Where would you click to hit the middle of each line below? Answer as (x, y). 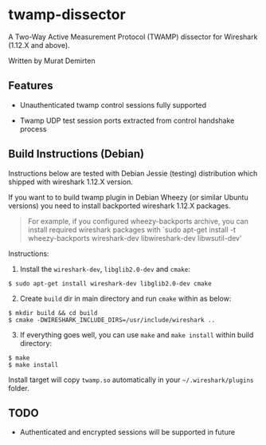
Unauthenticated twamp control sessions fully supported (113, 104)
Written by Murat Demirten (52, 61)
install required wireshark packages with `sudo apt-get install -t (132, 230)
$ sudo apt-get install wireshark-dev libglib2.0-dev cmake (110, 284)
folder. (19, 388)
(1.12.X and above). (39, 45)
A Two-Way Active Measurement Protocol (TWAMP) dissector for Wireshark (133, 37)
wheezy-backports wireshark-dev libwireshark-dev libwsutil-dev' (135, 238)
